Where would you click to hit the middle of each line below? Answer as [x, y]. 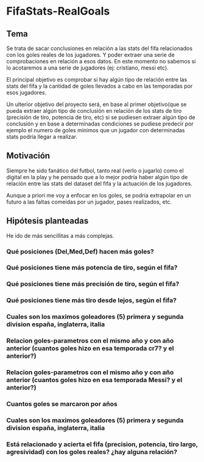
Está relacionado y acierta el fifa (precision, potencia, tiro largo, [102, 444]
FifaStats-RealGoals [58, 11]
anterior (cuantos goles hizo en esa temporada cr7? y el [90, 349]
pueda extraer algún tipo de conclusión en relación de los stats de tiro [94, 111]
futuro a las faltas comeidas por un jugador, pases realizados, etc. [89, 202]
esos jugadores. [26, 92]
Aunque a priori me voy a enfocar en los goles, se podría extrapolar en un [99, 195]
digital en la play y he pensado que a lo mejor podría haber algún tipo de [97, 177]
